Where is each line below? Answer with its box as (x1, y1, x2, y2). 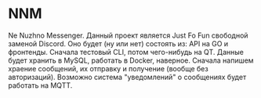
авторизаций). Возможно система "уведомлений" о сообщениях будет (8, 72, 247, 82)
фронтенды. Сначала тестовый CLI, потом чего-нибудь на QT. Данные (8, 47, 245, 56)
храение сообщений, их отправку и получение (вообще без (8, 64, 209, 73)
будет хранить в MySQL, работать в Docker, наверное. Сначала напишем (8, 56, 254, 65)
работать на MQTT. (8, 80, 73, 90)
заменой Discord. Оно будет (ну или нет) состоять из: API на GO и (8, 38, 229, 48)
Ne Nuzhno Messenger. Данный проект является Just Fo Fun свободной (8, 31, 248, 40)
